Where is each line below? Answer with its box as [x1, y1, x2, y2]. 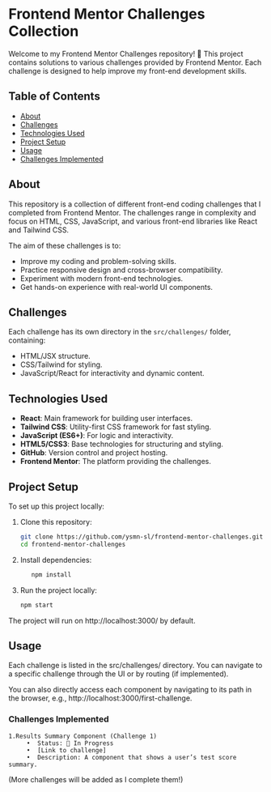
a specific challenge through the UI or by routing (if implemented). [8, 669, 229, 679]
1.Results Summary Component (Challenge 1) [8, 732, 158, 740]
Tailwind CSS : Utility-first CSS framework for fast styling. [19, 422, 212, 432]
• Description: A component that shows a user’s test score [26, 753, 237, 761]
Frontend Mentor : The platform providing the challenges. [19, 457, 212, 466]
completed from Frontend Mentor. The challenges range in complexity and [8, 207, 256, 217]
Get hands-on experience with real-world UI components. [19, 282, 213, 292]
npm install [31, 570, 72, 579]
